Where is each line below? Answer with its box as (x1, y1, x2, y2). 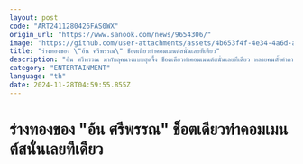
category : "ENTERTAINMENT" (9, 64, 111, 73)
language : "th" (9, 72, 67, 81)
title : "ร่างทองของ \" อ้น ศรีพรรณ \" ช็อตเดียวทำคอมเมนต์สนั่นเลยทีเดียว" (9, 47, 221, 56)
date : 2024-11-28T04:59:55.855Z (9, 80, 131, 89)
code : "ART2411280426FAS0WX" (9, 22, 119, 31)
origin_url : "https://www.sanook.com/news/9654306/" (9, 30, 212, 39)
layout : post (9, 13, 59, 23)
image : (9, 38, 34, 48)
